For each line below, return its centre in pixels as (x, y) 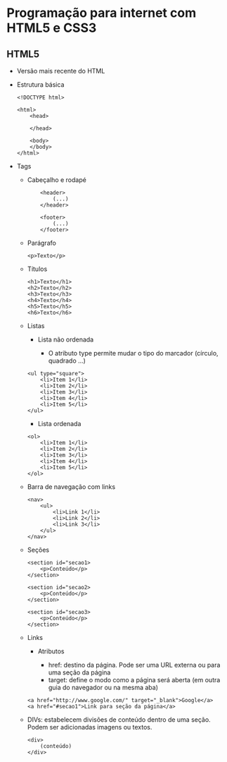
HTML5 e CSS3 (52, 28)
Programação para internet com (102, 13)
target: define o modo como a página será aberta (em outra (134, 680)
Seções (38, 550)
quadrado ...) (67, 361)
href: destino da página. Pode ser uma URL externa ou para (134, 665)
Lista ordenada (59, 424)
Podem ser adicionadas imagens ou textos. (90, 727)
